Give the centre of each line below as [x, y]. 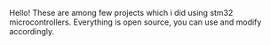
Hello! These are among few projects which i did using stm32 [121, 13]
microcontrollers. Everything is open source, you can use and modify [135, 22]
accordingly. [32, 31]
